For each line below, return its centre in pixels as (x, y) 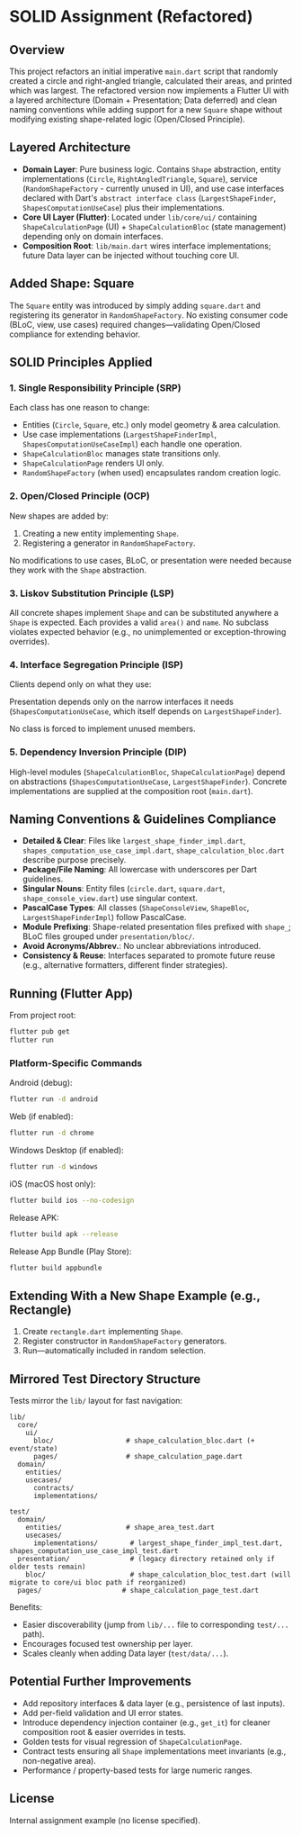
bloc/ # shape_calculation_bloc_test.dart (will (159, 1575)
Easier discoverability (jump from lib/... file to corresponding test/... (155, 1625)
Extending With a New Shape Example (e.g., (135, 1295)
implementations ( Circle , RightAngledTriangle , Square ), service (140, 178)
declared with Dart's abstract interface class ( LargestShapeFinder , (149, 198)
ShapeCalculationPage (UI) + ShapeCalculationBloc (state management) (154, 226)
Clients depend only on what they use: (80, 684)
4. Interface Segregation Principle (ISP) (97, 664)
